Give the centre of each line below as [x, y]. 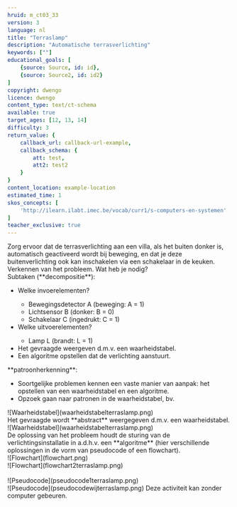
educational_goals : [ [39, 61]
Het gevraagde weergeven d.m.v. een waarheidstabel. [97, 348]
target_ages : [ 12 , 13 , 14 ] [47, 120]
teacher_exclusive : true [44, 225]
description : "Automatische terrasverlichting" [79, 45]
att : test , [49, 158]
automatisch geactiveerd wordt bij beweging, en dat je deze [95, 254]
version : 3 [23, 22]
